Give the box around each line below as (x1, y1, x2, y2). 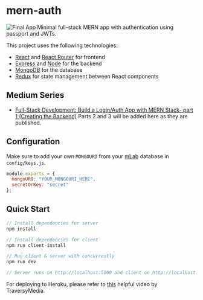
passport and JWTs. (6, 30, 57, 37)
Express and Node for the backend (14, 60, 102, 67)
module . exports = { (6, 170, 56, 177)
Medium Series (6, 90, 65, 100)
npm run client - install (6, 242, 66, 248)
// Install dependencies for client (6, 237, 98, 243)
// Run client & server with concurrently (6, 253, 115, 260)
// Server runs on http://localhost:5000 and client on (6, 270, 150, 276)
